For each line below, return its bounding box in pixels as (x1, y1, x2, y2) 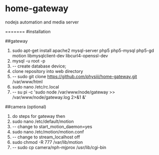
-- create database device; (12, 63, 67, 69)
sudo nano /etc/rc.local (12, 84, 60, 89)
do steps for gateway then (12, 113, 65, 119)
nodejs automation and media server (5, 19, 79, 25)
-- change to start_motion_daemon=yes (12, 123, 92, 130)
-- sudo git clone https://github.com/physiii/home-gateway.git (12, 73, 137, 79)
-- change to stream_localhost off (12, 134, 80, 140)
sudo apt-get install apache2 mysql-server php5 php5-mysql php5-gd (12, 47, 154, 53)
